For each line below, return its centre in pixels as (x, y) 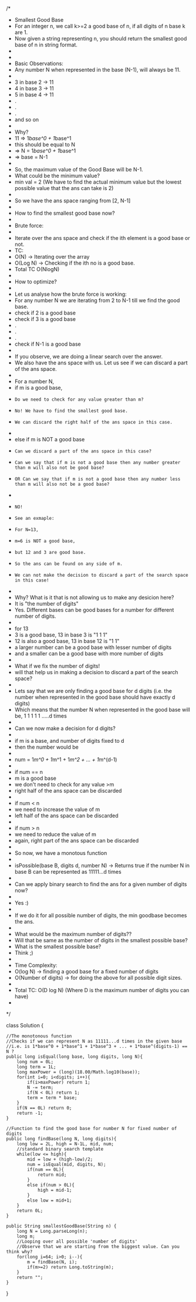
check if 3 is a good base (45, 319)
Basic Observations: (39, 63)
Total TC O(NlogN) (37, 269)
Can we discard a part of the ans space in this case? (83, 451)
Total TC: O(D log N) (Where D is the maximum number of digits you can (102, 990)
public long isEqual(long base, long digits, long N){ (75, 1057)
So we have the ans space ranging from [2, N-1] (72, 201)
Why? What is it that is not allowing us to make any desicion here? (94, 597)
